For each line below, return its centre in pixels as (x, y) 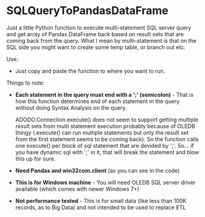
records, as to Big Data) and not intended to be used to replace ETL (100, 207)
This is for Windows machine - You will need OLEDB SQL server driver (105, 182)
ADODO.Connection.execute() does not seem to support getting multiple (107, 120)
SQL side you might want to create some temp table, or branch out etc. (96, 47)
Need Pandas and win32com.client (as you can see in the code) (97, 170)
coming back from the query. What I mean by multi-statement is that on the (102, 40)
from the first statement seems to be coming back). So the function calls (107, 139)
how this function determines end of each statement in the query (97, 101)
